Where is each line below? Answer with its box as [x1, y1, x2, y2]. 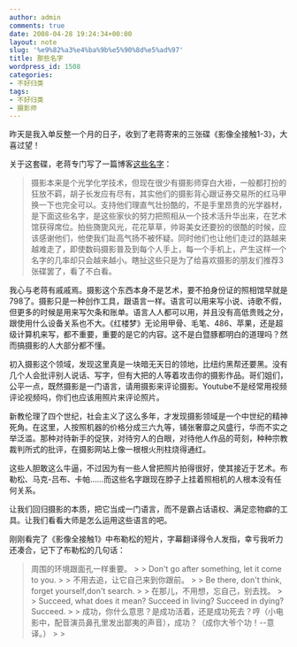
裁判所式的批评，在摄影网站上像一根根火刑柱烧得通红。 [9, 444, 210, 455]
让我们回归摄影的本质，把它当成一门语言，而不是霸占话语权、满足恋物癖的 [9, 504, 280, 514]
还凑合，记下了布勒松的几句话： [9, 545, 126, 556]
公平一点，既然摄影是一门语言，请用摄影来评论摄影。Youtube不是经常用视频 [9, 381, 287, 392]
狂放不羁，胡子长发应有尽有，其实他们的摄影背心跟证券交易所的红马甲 [30, 189, 287, 199]
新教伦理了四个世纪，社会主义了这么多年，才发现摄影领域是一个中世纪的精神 [9, 411, 288, 421]
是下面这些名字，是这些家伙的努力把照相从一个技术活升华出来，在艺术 [30, 211, 287, 221]
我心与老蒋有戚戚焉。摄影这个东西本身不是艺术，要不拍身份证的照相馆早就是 [9, 285, 288, 296]
